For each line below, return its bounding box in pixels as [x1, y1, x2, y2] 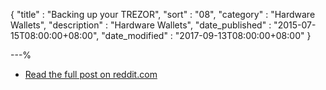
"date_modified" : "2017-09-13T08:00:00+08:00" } [101, 30, 312, 41]
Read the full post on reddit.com [24, 69, 158, 80]
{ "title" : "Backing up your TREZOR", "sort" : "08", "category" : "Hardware [10, 9, 316, 20]
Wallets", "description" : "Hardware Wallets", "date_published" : [10, 19, 272, 31]
